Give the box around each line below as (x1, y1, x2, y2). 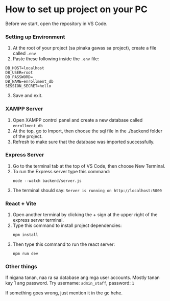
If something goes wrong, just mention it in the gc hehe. (5, 290, 123, 296)
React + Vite (5, 200, 37, 207)
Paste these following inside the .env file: (12, 56, 100, 62)
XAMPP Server (5, 105, 43, 112)
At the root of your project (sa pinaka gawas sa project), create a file (12, 45, 157, 51)
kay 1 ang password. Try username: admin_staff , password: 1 (5, 280, 134, 286)
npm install (12, 233, 38, 238)
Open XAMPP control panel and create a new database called (12, 117, 143, 123)
